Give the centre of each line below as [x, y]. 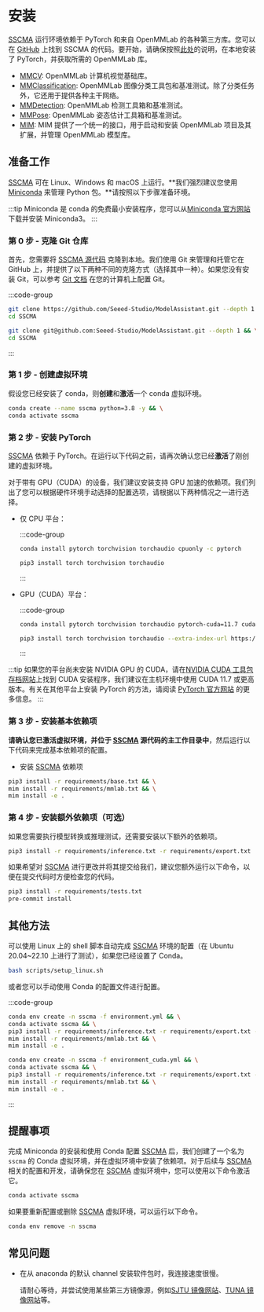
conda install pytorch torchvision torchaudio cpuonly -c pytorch [130, 548]
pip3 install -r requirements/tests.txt [75, 892]
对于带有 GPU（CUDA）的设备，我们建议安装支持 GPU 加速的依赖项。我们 [128, 482]
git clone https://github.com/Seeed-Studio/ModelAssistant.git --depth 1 [132, 310]
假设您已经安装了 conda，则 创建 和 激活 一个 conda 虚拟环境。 [107, 393]
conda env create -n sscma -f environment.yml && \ [94, 1017]
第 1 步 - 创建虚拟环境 [48, 375]
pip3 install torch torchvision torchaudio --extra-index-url [123, 638]
